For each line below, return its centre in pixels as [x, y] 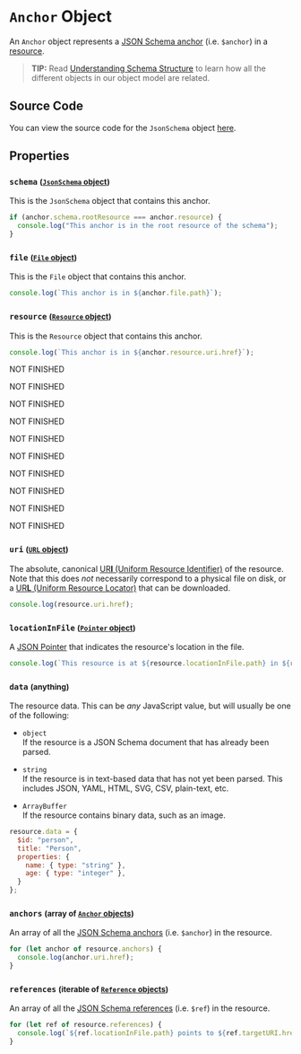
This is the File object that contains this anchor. [98, 277]
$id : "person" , [46, 840]
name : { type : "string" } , [76, 865]
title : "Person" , [50, 848]
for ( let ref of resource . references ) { [86, 1025]
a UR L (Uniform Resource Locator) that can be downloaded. [120, 588]
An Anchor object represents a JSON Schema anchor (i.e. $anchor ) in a [139, 41]
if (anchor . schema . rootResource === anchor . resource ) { [116, 217]
